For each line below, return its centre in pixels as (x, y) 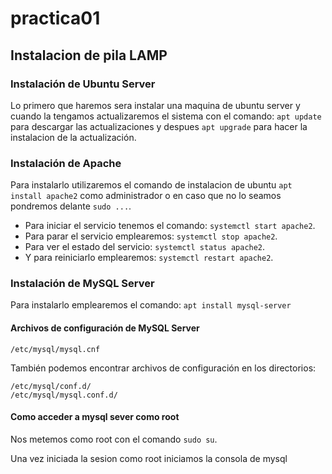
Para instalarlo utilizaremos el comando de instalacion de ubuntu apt (151, 185)
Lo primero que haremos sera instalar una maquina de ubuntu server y (155, 105)
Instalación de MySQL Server (82, 284)
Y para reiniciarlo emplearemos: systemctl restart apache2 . (149, 258)
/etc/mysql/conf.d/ (51, 386)
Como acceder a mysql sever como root (95, 417)
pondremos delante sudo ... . (71, 206)
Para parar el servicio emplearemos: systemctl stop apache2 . (151, 236)
